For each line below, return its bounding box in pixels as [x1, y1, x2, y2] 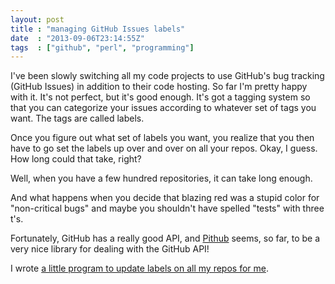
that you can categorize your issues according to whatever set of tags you [10, 102, 317, 114]
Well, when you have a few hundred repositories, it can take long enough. [10, 172, 313, 185]
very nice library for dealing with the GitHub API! [10, 243, 210, 255]
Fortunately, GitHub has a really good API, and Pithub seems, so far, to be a [10, 232, 321, 245]
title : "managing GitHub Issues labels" [10, 24, 186, 34]
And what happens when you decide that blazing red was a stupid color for [10, 192, 320, 204]
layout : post [10, 14, 65, 25]
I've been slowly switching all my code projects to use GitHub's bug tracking [10, 70, 325, 82]
